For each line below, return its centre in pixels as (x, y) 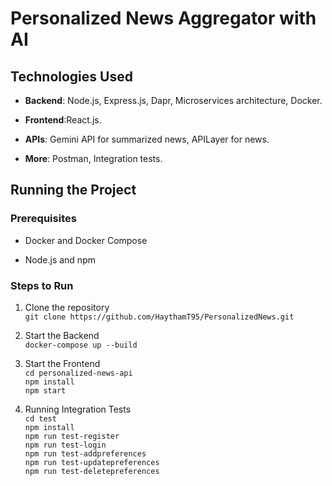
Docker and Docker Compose (86, 240)
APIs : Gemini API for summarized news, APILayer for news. (147, 139)
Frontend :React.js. (63, 120)
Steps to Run (42, 285)
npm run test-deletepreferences (92, 471)
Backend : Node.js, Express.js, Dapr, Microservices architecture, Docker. (173, 100)
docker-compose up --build (81, 345)
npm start (45, 390)
